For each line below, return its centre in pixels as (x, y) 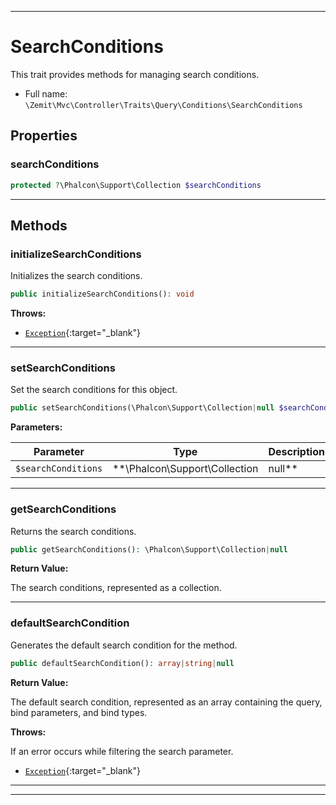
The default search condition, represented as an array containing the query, (166, 702)
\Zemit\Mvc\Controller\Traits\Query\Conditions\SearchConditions (163, 105)
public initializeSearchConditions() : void (102, 294)
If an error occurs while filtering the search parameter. (122, 751)
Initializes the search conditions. (76, 276)
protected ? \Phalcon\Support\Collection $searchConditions (136, 185)
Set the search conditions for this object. (94, 390)
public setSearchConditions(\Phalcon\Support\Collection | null (142, 408)
